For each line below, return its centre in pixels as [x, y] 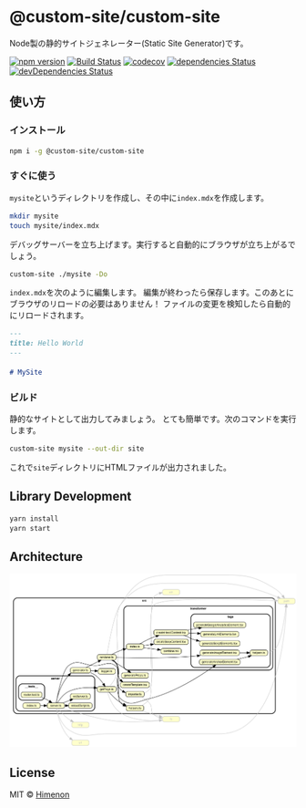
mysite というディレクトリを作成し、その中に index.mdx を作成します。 [139, 197]
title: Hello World [46, 344]
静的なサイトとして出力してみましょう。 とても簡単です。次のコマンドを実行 [153, 419]
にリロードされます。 [49, 316]
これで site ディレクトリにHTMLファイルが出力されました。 [121, 467]
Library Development [71, 497]
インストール [37, 130]
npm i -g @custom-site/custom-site [77, 151]
